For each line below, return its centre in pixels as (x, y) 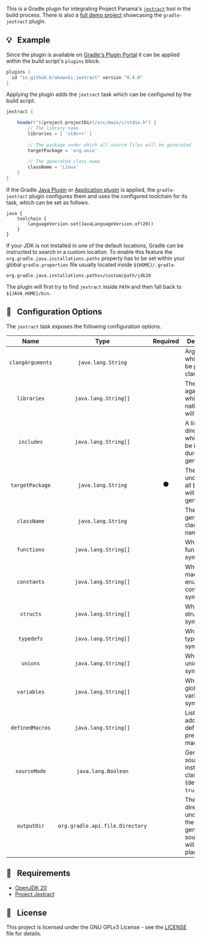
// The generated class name (64, 162)
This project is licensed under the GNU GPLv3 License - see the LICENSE (97, 927)
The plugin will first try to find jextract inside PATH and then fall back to (94, 286)
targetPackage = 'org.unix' (63, 150)
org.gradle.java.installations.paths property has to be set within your (96, 258)
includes (31, 442)
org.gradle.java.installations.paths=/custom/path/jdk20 (79, 275)
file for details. (24, 934)
